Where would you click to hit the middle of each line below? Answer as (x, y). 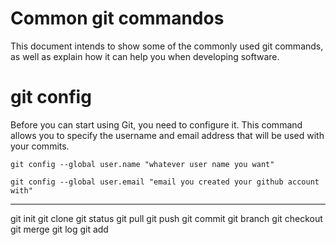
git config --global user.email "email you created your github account (165, 182)
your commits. (40, 146)
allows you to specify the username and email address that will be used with (167, 135)
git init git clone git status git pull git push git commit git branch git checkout (166, 218)
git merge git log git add (59, 229)
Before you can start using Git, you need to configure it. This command (156, 124)
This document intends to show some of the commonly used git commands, (167, 46)
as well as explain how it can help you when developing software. (145, 56)
